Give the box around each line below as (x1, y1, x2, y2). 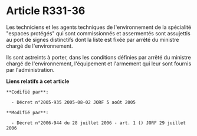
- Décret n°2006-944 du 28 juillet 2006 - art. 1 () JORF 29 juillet (11, 120, 186, 126)
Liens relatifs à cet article (6, 78, 70, 85)
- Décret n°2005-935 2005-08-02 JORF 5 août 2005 (11, 99, 136, 105)
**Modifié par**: (6, 110, 49, 115)
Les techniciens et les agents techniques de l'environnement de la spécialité (6, 24, 192, 31)
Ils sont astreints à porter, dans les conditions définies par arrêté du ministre (6, 54, 191, 61)
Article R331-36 (6, 4, 86, 18)
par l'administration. (6, 66, 55, 73)
